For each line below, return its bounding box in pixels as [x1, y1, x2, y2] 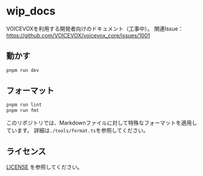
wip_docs [6, 4, 56, 18]
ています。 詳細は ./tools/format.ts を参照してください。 [6, 127, 149, 134]
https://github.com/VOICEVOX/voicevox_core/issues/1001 [6, 31, 150, 39]
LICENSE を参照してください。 [6, 163, 83, 171]
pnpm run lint [6, 102, 42, 108]
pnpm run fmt [6, 108, 39, 114]
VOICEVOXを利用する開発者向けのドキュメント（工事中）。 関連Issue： [6, 25, 184, 32]
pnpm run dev [6, 67, 39, 73]
